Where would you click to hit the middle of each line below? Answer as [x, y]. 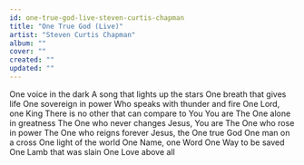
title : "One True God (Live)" [67, 26]
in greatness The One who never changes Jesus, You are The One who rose [152, 122]
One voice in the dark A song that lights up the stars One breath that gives [148, 94]
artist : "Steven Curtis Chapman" [73, 34]
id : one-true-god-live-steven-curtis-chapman [97, 18]
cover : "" [28, 52]
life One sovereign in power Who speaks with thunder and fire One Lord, [145, 103]
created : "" [32, 60]
